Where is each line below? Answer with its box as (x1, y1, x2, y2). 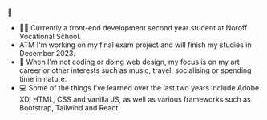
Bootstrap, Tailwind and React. (18, 103, 121, 112)
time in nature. (18, 74, 67, 83)
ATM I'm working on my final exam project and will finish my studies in (18, 40, 252, 50)
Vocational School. (18, 32, 82, 41)
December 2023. (18, 49, 75, 58)
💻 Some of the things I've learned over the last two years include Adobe (18, 83, 260, 92)
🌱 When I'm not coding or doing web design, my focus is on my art (18, 57, 240, 66)
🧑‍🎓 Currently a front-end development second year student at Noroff (18, 23, 248, 32)
